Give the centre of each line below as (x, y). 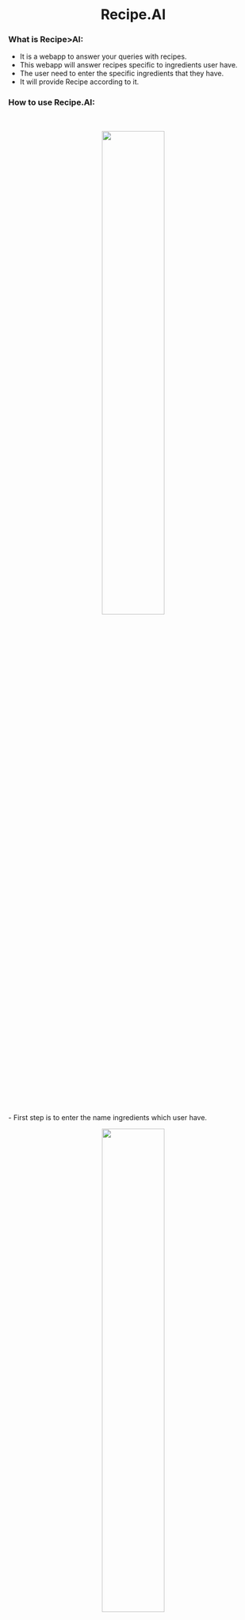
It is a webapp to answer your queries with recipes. (103, 56)
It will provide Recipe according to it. (79, 82)
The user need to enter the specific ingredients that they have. (122, 74)
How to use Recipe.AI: (52, 102)
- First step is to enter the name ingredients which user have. (108, 1117)
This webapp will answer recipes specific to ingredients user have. (128, 65)
